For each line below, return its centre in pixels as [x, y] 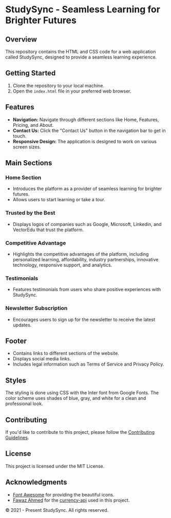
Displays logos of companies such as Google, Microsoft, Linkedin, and [87, 224]
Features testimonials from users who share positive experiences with [87, 290]
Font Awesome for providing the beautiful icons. [63, 494]
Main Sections [29, 163]
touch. [20, 136]
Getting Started [31, 73]
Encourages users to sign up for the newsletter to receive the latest [84, 319]
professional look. [24, 404]
